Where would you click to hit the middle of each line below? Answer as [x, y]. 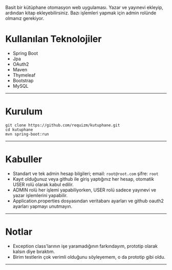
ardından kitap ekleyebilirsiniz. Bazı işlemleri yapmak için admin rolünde [81, 13]
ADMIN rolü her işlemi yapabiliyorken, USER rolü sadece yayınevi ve [84, 190]
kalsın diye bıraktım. [34, 252]
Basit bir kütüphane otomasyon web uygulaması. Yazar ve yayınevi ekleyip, [84, 7]
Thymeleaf [24, 75]
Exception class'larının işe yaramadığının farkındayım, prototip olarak [85, 246]
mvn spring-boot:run [27, 134]
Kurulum [24, 112]
